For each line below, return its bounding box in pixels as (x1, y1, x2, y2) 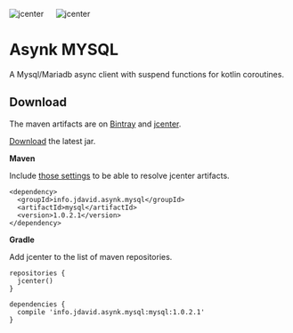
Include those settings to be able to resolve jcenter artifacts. (9, 170, 230, 181)
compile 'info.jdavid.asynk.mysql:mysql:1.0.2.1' (17, 307, 205, 316)
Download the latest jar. (9, 135, 96, 146)
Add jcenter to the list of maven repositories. (9, 251, 173, 262)
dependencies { (9, 299, 66, 309)
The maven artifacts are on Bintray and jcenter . (9, 118, 182, 129)
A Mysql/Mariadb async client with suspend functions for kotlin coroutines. (9, 69, 285, 79)
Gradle (9, 234, 36, 245)
